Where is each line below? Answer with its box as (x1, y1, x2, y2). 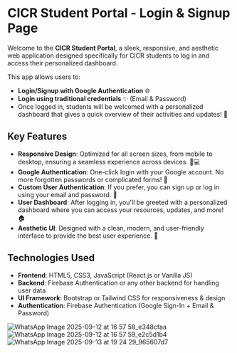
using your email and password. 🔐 (17, 190, 117, 199)
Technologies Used (7, 252, 95, 264)
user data (17, 286, 46, 295)
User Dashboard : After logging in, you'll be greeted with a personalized (17, 198, 228, 206)
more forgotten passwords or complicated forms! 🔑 (17, 175, 169, 184)
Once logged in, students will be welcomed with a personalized (17, 102, 204, 111)
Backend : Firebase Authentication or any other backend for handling (17, 278, 219, 287)
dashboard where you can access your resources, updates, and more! (17, 205, 224, 214)
